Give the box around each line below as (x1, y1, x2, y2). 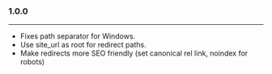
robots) (19, 57, 45, 67)
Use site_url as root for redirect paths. (19, 40, 147, 50)
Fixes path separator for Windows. (19, 31, 136, 41)
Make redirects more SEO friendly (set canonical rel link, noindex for (19, 48, 249, 58)
